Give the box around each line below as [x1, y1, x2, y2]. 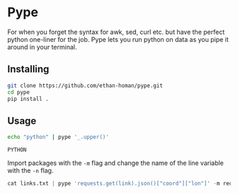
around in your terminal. [7, 42, 77, 51]
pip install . [7, 95, 50, 103]
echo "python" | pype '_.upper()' [7, 134, 110, 141]
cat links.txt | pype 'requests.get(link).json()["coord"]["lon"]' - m [7, 180, 220, 188]
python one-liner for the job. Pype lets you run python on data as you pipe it [7, 35, 229, 43]
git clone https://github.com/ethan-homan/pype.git [7, 82, 163, 89]
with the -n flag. [7, 166, 54, 175]
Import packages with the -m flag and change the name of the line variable [7, 159, 225, 167]
